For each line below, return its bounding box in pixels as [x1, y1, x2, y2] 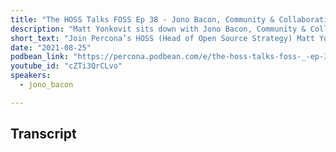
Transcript [10, 126, 77, 143]
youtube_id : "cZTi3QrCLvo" [10, 61, 123, 71]
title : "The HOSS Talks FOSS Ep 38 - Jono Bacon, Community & [10, 14, 275, 25]
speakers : [10, 71, 52, 81]
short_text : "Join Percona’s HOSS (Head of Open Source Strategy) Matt [10, 33, 315, 43]
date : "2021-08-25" [10, 42, 92, 53]
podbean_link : [10, 52, 70, 62]
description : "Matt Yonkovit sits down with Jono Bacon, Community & [10, 24, 307, 34]
